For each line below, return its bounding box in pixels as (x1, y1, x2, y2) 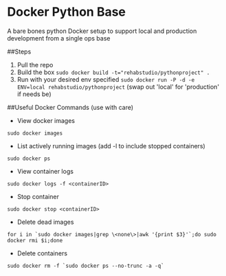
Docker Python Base (7, 4, 126, 20)
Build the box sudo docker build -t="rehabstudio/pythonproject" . (16, 68, 210, 76)
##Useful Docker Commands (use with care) (7, 103, 134, 111)
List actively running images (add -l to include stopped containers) (16, 141, 206, 150)
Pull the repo (16, 60, 54, 69)
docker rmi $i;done (7, 237, 63, 244)
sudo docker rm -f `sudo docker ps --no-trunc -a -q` (7, 262, 165, 269)
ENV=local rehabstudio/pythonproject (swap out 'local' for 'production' (16, 82, 220, 91)
